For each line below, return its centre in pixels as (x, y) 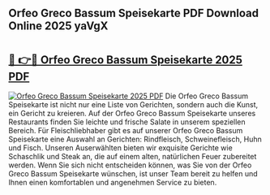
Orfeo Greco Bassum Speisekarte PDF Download (134, 13)
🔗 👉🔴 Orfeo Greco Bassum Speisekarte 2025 (126, 60)
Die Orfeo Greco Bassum (207, 96)
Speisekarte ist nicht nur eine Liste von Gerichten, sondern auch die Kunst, (133, 104)
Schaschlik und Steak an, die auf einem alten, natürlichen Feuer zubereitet (133, 156)
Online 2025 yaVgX (58, 26)
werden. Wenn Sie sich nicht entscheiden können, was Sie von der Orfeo (130, 165)
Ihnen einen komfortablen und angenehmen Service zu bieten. (113, 182)
